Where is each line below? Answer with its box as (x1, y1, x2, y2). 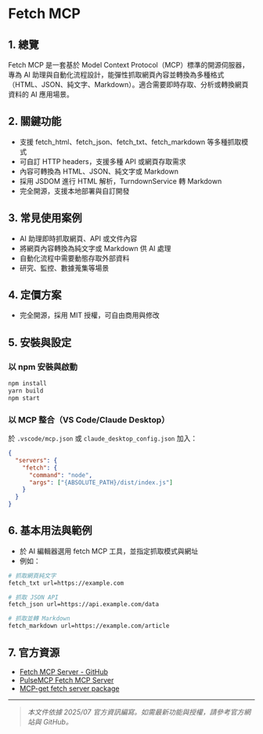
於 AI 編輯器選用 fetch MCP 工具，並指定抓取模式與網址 (19, 546, 199, 556)
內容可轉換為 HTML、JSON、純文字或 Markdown (19, 166, 178, 176)
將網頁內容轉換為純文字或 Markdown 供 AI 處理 (19, 243, 171, 253)
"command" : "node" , (28, 471, 92, 479)
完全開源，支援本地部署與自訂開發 (19, 186, 130, 195)
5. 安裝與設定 (8, 335, 72, 349)
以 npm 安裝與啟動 (8, 361, 78, 372)
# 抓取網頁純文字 (8, 571, 56, 579)
